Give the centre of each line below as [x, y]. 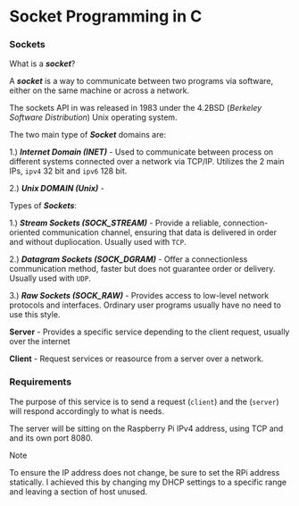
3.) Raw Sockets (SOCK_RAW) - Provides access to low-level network [139, 296]
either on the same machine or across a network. [100, 90]
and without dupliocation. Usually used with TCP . [98, 242]
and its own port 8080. [51, 438]
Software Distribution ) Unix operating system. [93, 117]
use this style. [35, 315]
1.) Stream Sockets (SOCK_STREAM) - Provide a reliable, [115, 223]
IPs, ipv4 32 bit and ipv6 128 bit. [68, 171]
